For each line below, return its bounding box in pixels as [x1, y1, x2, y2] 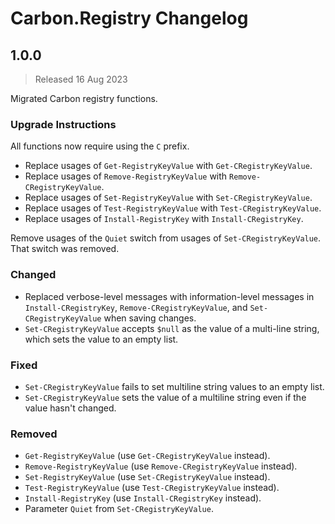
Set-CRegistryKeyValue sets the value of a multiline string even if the [24, 391, 307, 403]
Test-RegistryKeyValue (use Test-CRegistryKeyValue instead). [24, 482, 280, 494]
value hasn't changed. [24, 402, 117, 414]
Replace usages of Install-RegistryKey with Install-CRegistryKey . [24, 213, 304, 225]
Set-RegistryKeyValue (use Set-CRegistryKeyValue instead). [24, 471, 271, 483]
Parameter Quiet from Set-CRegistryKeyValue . [24, 503, 214, 515]
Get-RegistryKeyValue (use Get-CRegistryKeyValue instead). [24, 450, 271, 462]
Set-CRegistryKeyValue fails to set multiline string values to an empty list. [24, 380, 325, 392]
